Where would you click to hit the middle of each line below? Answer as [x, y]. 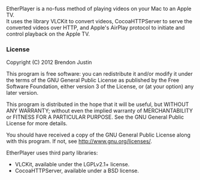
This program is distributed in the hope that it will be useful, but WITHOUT [98, 104]
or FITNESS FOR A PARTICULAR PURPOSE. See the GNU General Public [95, 117]
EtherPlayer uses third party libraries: [52, 153]
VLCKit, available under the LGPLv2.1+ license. [72, 165]
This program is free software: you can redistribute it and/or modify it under [99, 74]
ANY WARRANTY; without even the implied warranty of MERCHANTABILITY [100, 111]
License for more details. [37, 123]
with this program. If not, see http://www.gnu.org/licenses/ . [79, 141]
